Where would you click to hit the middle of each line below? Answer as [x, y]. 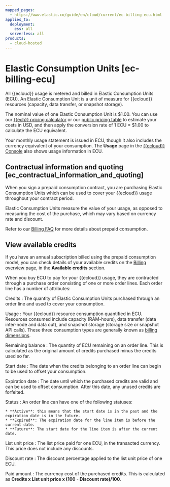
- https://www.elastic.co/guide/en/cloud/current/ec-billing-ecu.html [86, 15]
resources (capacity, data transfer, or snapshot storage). [64, 104]
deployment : [23, 24]
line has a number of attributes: [38, 289]
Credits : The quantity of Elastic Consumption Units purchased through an [82, 298]
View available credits [41, 245]
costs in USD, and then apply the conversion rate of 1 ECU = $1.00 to [77, 125]
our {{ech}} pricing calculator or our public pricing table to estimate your [81, 119]
